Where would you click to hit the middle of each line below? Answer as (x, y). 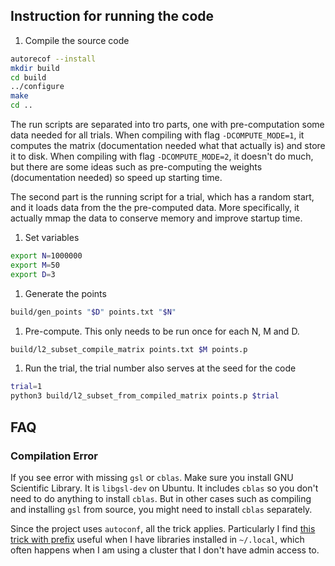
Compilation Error (54, 456)
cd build (28, 77)
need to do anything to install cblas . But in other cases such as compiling (161, 498)
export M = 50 (35, 265)
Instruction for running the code (112, 16)
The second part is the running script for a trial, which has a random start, (162, 197)
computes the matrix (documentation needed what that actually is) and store (168, 146)
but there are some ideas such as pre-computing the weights (136, 167)
